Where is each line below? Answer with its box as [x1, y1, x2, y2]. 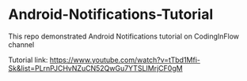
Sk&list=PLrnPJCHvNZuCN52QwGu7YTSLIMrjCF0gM [8, 63, 184, 72]
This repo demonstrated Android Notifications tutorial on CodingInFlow [8, 31, 240, 41]
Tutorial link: [8, 55, 48, 64]
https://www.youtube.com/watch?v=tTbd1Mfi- [49, 55, 200, 64]
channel [8, 39, 35, 49]
